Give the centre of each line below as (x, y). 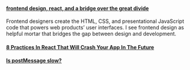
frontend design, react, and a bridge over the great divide (77, 8)
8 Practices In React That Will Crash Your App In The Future (80, 47)
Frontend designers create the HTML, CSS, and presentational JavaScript (95, 21)
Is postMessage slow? (34, 61)
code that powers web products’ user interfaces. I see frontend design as (95, 28)
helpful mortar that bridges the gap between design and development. (91, 34)
